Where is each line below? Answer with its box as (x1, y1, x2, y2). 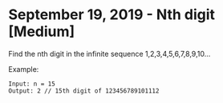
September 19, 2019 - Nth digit (8, 6, 215, 24)
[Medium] (8, 22, 75, 41)
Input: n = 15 (8, 80, 56, 88)
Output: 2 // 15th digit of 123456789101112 (8, 86, 160, 95)
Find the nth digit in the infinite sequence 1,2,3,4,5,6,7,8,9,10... (8, 49, 211, 58)
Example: (8, 64, 39, 73)
